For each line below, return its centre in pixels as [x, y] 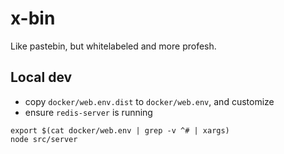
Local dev [41, 77]
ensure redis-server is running [88, 112]
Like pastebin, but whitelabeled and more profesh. [113, 46]
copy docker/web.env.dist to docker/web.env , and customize [149, 101]
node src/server [44, 139]
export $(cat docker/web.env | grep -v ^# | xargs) [120, 130]
